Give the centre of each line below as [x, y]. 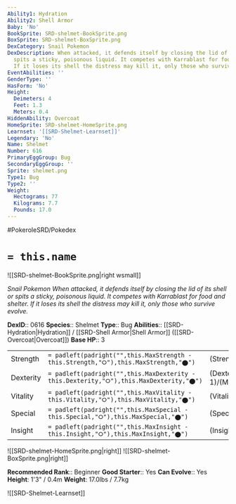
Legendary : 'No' [31, 138]
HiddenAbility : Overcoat [44, 118]
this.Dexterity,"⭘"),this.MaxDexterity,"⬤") [125, 381]
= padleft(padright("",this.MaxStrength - [120, 355]
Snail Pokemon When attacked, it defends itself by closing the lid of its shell [117, 288]
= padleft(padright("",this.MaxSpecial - [118, 409]
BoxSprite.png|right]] [38, 458]
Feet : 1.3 [28, 105]
